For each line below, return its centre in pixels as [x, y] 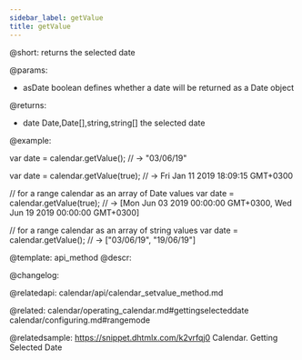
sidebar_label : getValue [56, 18]
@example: [30, 140]
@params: [29, 70]
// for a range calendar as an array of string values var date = [124, 230]
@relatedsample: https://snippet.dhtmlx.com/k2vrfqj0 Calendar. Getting [144, 337]
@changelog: [35, 275]
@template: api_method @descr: [70, 257]
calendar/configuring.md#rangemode [80, 320]
